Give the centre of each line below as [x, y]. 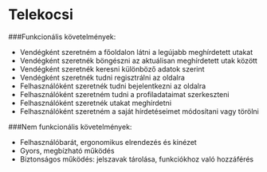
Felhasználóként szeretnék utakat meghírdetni [96, 103]
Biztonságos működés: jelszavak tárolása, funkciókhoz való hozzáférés [136, 159]
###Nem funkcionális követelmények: [70, 127]
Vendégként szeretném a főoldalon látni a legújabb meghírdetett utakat [136, 52]
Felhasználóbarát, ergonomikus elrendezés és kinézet [108, 142]
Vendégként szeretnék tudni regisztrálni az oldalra [102, 77]
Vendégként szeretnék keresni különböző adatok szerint [112, 68]
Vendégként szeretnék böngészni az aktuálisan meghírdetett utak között [138, 61]
